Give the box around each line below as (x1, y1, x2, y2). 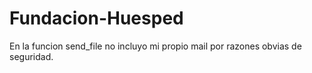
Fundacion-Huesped (9, 7, 184, 30)
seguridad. (9, 50, 54, 62)
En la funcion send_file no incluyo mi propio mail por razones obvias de (9, 40, 302, 52)
